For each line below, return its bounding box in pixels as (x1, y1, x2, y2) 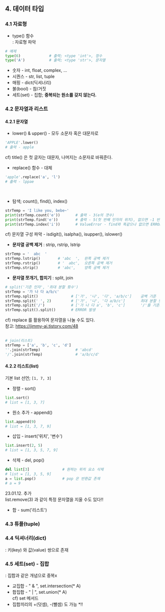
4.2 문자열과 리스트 (5, 105, 48, 112)
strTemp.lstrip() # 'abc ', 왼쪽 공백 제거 (5, 256, 109, 261)
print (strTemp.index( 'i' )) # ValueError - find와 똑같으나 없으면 (5, 222, 149, 227)
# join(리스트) (5, 338, 33, 343)
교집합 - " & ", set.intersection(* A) (12, 583, 81, 589)
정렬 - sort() (12, 385, 36, 391)
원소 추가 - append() (12, 409, 53, 415)
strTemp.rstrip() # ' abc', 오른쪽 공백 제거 (5, 261, 112, 266)
